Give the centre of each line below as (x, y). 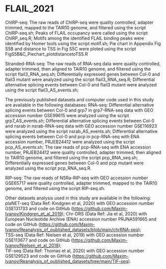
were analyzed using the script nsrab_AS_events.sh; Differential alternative (81, 131)
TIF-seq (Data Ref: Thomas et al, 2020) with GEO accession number (75, 251)
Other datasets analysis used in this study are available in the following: (78, 198)
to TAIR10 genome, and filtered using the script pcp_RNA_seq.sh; (72, 157)
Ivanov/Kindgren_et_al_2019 (33, 213)
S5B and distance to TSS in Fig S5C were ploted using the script (71, 49)
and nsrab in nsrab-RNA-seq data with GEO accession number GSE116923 (81, 126)
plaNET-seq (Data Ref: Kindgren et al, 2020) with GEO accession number (80, 203)
